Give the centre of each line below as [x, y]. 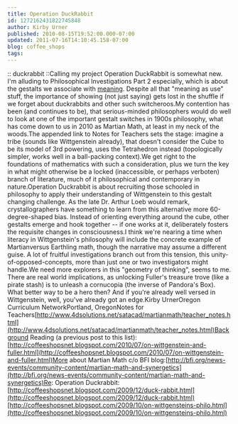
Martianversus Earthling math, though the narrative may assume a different [117, 247]
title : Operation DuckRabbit [50, 14]
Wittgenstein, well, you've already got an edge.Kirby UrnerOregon [104, 299]
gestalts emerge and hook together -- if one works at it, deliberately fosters [118, 224]
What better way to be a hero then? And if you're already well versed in [112, 292]
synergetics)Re [29, 382]
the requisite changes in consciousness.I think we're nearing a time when [115, 232]
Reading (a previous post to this [76, 337]
